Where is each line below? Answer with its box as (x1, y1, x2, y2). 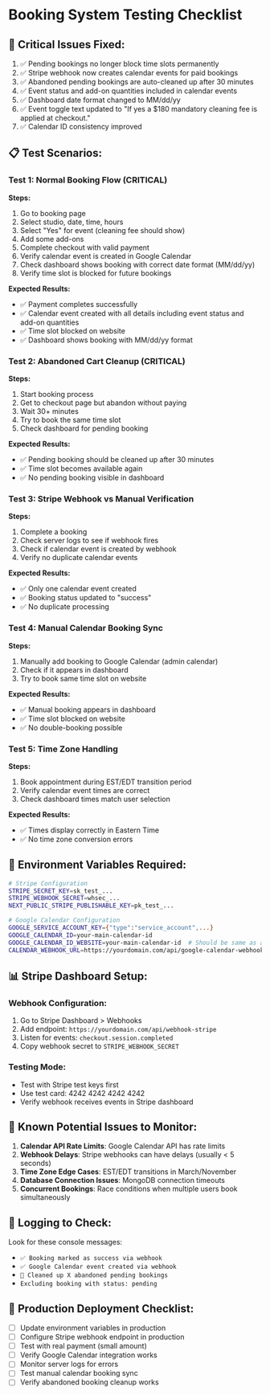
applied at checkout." (19, 113, 91, 122)
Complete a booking (19, 527, 88, 537)
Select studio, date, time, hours (19, 217, 124, 227)
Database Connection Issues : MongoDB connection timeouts (19, 1176, 225, 1185)
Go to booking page (19, 208, 86, 218)
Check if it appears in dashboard (19, 665, 129, 674)
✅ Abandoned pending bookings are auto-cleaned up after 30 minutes (19, 77, 255, 86)
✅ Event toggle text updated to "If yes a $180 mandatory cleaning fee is (19, 104, 258, 113)
